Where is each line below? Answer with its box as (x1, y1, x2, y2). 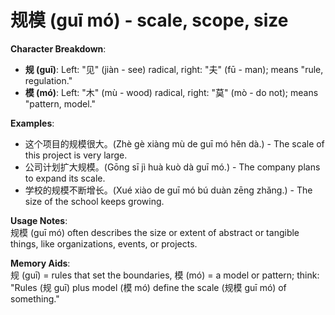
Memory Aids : (10, 257, 71, 269)
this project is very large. (24, 149, 128, 161)
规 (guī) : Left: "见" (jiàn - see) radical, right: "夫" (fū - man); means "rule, (24, 63, 324, 75)
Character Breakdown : (10, 42, 107, 55)
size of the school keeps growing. (24, 195, 165, 207)
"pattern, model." (24, 97, 96, 110)
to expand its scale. (24, 172, 106, 184)
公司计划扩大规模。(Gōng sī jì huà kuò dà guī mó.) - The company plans (24, 161, 321, 173)
